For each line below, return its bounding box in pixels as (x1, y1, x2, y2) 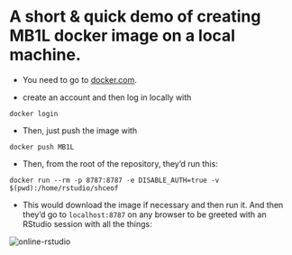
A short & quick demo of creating (9, 6, 261, 27)
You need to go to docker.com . (22, 74, 138, 85)
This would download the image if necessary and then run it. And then (22, 199, 284, 210)
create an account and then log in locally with (22, 92, 192, 103)
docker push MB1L (9, 142, 75, 151)
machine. (9, 45, 81, 65)
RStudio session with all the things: (22, 218, 152, 229)
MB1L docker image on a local (9, 25, 236, 46)
